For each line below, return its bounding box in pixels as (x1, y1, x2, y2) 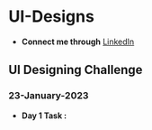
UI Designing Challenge (8, 62, 143, 78)
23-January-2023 (8, 89, 89, 102)
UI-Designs (8, 6, 95, 27)
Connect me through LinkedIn (21, 36, 135, 47)
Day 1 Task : (21, 110, 67, 121)
